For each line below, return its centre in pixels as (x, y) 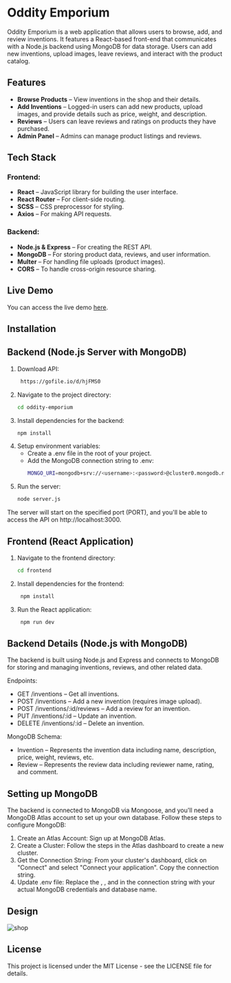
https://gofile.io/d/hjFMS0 (60, 381)
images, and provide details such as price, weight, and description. (112, 114)
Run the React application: (54, 609)
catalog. (19, 61)
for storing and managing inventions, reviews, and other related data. (105, 668)
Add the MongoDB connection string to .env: (90, 461)
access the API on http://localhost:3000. (64, 520)
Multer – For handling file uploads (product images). (91, 261)
